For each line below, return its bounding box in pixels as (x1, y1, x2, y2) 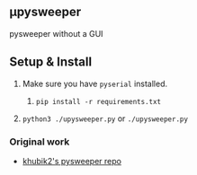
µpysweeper (9, 4, 82, 20)
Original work (9, 136, 70, 148)
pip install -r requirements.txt (35, 97, 162, 106)
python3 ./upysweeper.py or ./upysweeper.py (22, 113, 189, 124)
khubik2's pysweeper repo (22, 155, 121, 166)
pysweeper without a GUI (9, 28, 103, 39)
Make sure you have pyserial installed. (22, 78, 168, 89)
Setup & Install (9, 55, 93, 70)
